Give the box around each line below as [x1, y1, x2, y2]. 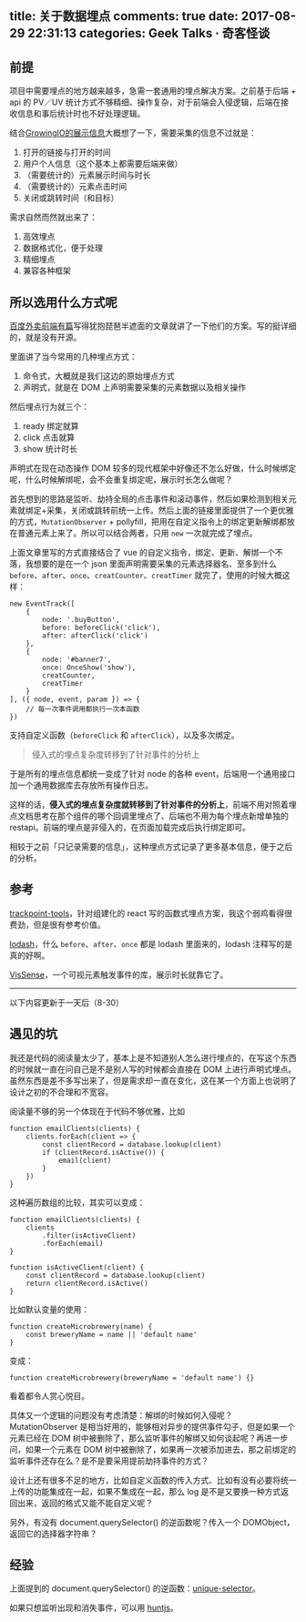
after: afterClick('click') [42, 631, 148, 640]
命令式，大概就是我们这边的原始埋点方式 [22, 371, 175, 382]
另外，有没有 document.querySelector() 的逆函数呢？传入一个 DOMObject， [9, 1516, 295, 1527]
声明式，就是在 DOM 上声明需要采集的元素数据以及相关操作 [22, 382, 247, 393]
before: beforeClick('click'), [42, 623, 161, 633]
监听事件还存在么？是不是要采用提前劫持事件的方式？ [9, 1455, 209, 1466]
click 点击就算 [22, 432, 76, 444]
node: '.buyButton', [42, 616, 120, 625]
